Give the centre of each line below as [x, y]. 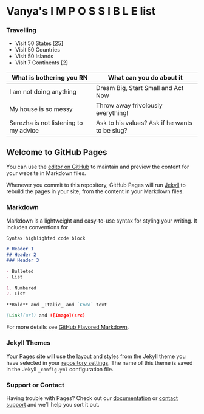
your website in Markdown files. [46, 173]
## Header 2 [21, 255]
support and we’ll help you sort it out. [53, 404]
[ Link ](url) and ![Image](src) [46, 316]
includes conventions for [37, 227]
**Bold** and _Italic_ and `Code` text [57, 305]
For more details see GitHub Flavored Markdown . [68, 327]
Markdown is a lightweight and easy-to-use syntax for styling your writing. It [102, 221]
